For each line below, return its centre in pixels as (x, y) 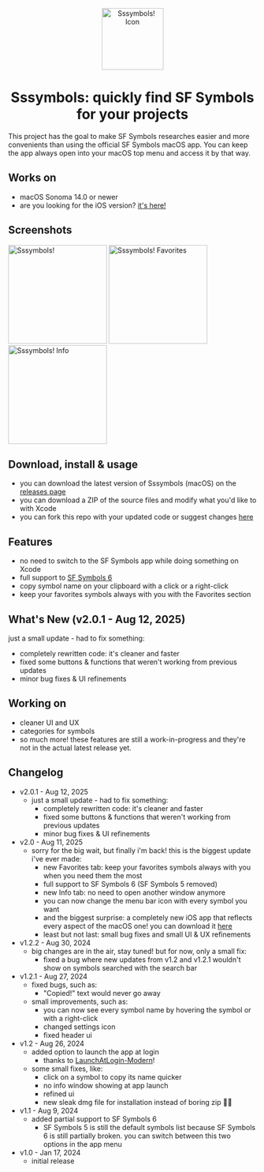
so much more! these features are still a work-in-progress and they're (132, 739)
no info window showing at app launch (106, 1085)
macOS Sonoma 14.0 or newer (69, 197)
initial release (53, 1161)
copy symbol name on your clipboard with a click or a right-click (124, 586)
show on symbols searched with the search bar (120, 967)
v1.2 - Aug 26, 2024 (52, 1043)
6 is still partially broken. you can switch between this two (137, 1136)
